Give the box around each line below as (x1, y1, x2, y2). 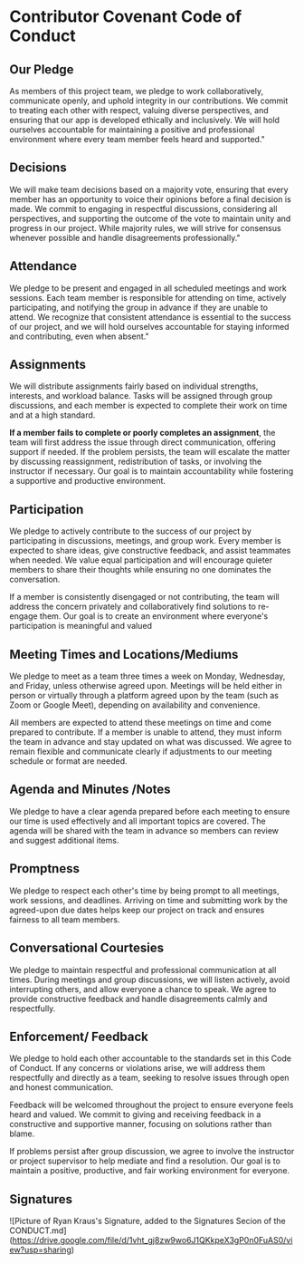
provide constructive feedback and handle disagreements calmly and (9, 993, 268, 1004)
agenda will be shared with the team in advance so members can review (9, 825, 279, 835)
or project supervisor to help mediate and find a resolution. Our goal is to (9, 1155, 280, 1166)
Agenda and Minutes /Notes (9, 782, 171, 797)
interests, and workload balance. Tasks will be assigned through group (9, 391, 273, 401)
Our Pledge (9, 62, 74, 77)
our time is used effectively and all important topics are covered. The (9, 815, 266, 826)
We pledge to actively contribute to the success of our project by (9, 526, 252, 536)
